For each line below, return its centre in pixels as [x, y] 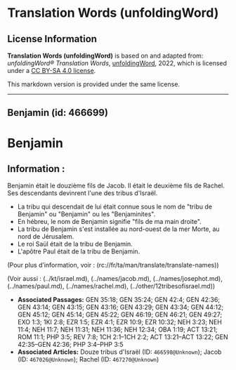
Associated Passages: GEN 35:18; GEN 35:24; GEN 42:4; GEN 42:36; [118, 300]
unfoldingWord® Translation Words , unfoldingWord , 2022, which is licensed [117, 63]
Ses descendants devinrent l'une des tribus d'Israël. [83, 193]
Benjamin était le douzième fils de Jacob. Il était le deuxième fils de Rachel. [116, 186]
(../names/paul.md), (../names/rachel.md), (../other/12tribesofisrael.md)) [111, 286]
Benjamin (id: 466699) [58, 113]
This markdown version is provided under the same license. [94, 84]
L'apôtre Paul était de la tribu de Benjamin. [79, 251]
